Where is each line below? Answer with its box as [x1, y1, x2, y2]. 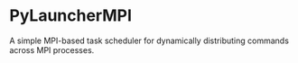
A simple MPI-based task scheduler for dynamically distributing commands [9, 35, 289, 46]
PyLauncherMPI [9, 5, 133, 26]
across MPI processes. [9, 44, 95, 55]
